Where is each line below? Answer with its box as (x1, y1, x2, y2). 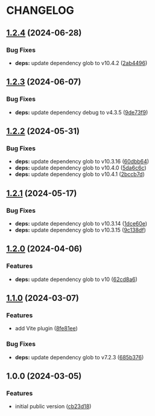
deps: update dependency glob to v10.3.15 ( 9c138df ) (14, 226, 146, 233)
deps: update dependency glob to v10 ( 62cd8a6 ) (14, 276, 138, 283)
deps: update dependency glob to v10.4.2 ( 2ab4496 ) (14, 59, 148, 66)
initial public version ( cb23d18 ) (14, 403, 92, 410)
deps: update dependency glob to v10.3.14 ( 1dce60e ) (14, 219, 148, 227)
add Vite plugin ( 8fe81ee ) (14, 325, 78, 332)
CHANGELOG (6, 4, 74, 17)
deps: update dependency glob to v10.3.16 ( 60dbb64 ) (14, 158, 150, 165)
